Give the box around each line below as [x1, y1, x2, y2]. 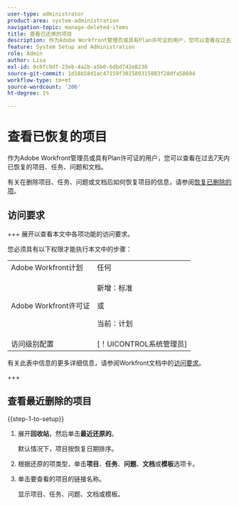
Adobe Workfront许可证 [11, 300, 90, 310]
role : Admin [7, 51, 43, 58]
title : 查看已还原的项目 [7, 30, 73, 38]
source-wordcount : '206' [7, 83, 81, 90]
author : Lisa [7, 57, 46, 64]
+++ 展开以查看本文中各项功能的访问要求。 [7, 229, 134, 238]
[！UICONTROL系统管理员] [97, 339, 188, 349]
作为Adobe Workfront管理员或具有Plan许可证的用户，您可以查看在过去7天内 [7, 154, 230, 162]
